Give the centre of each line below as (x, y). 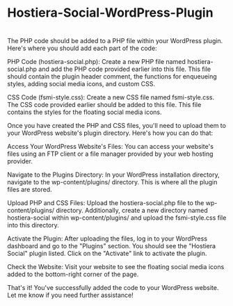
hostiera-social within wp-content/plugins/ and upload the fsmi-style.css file (117, 218)
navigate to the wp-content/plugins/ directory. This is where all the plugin (112, 182)
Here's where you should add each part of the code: (82, 48)
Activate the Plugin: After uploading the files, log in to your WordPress (107, 239)
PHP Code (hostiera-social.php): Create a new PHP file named (96, 62)
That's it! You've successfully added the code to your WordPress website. (113, 288)
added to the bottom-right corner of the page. (73, 274)
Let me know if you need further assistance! (70, 295)
